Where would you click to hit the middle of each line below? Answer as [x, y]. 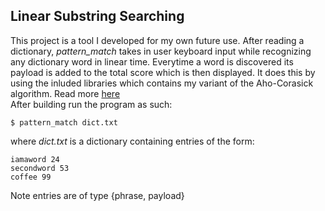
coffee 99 [31, 177]
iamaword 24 [35, 159]
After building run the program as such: [91, 104]
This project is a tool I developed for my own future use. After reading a [157, 40]
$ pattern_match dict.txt [64, 122]
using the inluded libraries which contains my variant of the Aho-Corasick [162, 83]
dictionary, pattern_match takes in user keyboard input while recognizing [161, 51]
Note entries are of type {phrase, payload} [97, 195]
